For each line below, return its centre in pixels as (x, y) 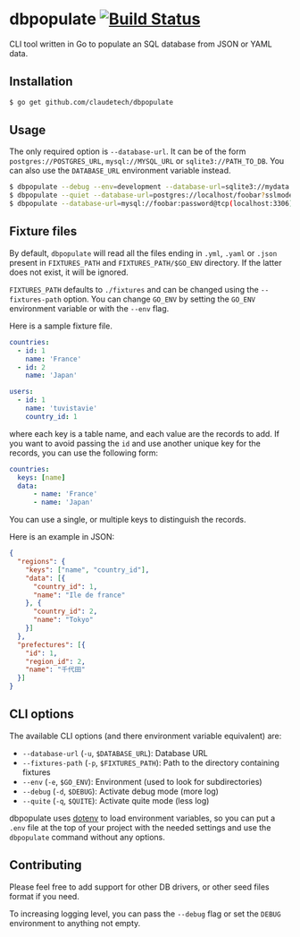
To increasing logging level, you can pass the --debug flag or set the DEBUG (145, 914)
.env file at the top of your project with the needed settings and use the (140, 827)
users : (21, 392)
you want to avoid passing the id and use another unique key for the (135, 443)
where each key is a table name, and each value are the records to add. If (144, 433)
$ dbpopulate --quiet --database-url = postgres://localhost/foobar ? (137, 196)
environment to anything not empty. (75, 923)
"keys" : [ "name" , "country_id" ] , (87, 570)
